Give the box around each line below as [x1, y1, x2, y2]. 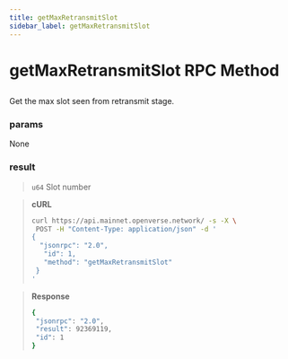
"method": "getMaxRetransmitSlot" [43, 258, 173, 267]
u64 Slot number [31, 181, 92, 192]
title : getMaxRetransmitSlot [9, 13, 118, 22]
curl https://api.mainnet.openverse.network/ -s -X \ [31, 216, 237, 225]
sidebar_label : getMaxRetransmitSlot [9, 22, 151, 31]
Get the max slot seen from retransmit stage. [9, 96, 175, 107]
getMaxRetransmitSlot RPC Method [9, 60, 280, 81]
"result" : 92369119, [35, 325, 113, 334]
